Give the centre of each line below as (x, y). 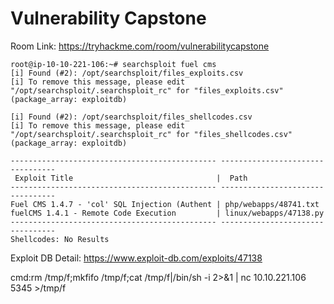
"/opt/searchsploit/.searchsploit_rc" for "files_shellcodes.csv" (151, 134)
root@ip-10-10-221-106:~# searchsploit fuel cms (113, 64)
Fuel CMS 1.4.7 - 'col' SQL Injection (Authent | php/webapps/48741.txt (165, 204)
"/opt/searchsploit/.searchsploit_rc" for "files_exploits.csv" (147, 90)
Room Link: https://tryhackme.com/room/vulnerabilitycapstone (140, 46)
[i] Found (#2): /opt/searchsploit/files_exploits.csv (127, 73)
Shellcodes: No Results (60, 239)
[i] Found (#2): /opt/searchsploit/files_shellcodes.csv (131, 117)
